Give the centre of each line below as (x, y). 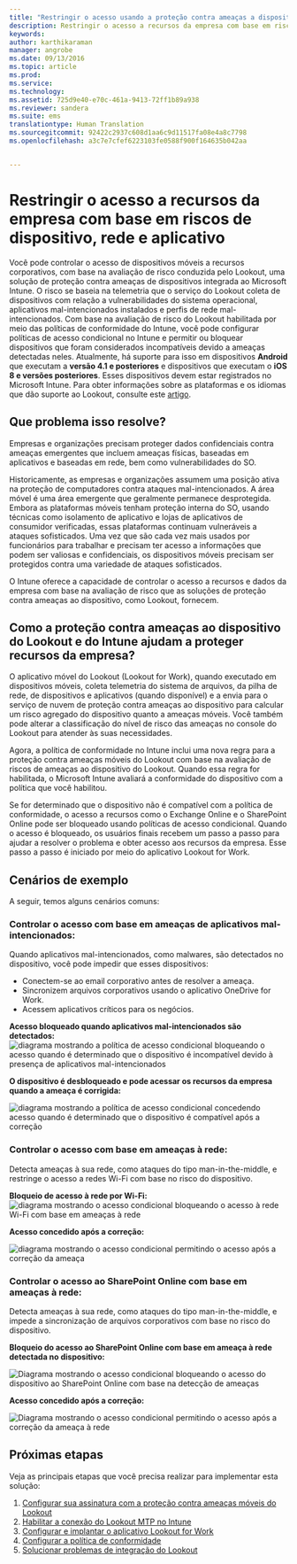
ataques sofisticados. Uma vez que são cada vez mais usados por (129, 536)
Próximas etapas (56, 1455)
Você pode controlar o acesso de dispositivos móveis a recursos (127, 262)
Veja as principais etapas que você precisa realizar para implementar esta (144, 1476)
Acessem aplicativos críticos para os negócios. (108, 1010)
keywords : (27, 34)
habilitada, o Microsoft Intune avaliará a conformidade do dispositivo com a (146, 778)
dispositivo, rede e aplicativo (117, 238)
